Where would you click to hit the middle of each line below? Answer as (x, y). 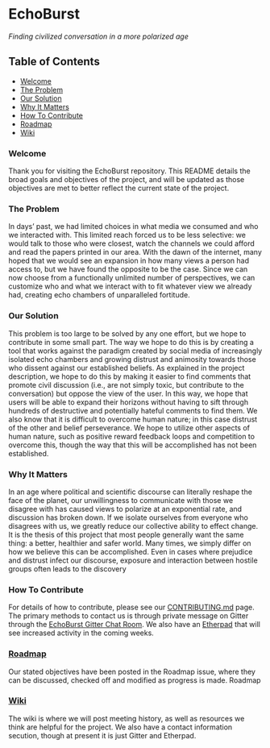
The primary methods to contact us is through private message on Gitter (129, 616)
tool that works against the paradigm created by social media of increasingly (135, 351)
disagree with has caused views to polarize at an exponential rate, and (125, 509)
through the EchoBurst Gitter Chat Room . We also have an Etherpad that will (134, 625)
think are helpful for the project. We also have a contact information (120, 727)
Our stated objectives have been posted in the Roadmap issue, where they (132, 671)
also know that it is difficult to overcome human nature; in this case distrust (133, 419)
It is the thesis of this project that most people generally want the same (126, 534)
